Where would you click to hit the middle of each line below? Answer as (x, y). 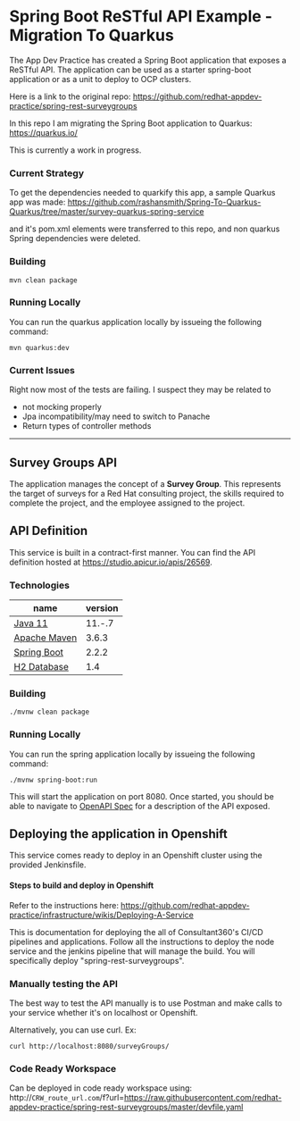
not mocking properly (62, 407)
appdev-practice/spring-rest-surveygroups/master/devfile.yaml (126, 1107)
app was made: (37, 202)
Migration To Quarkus (92, 35)
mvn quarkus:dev (39, 347)
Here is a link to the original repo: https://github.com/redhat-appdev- (136, 96)
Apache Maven (46, 638)
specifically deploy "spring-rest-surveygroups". (97, 960)
